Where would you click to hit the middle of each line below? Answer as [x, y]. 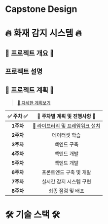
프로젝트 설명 [24, 72]
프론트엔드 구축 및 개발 [66, 172]
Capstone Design [41, 9]
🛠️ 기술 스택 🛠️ [33, 215]
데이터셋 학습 [66, 135]
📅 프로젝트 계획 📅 [30, 90]
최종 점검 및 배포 [67, 191]
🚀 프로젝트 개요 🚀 [30, 53]
